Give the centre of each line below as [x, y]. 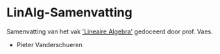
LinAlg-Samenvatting [69, 13]
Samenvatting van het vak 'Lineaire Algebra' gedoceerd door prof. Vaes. [110, 31]
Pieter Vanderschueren [49, 44]
